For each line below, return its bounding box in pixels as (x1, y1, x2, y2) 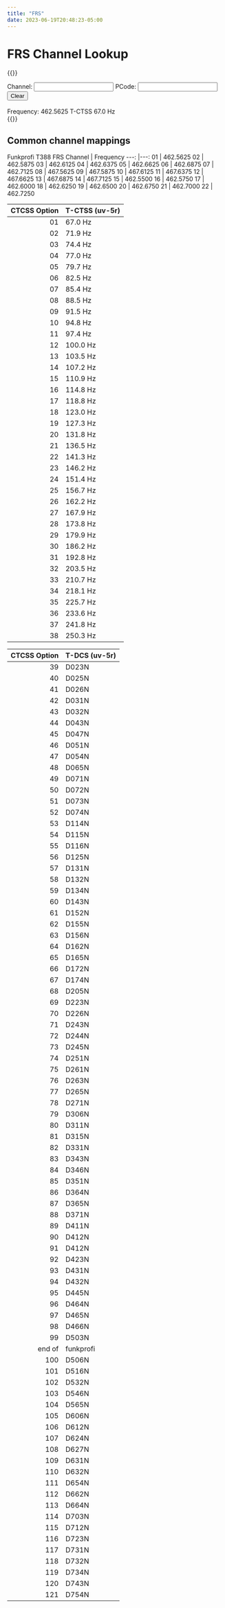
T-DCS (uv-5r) (65, 651, 117, 660)
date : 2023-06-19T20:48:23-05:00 (7, 17, 103, 23)
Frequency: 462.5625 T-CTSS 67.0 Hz (7, 107, 116, 116)
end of (37, 1344, 59, 1354)
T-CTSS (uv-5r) (65, 206, 120, 215)
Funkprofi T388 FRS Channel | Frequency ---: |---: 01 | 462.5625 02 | (7, 153, 204, 162)
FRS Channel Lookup (7, 46, 129, 62)
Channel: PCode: (7, 83, 136, 91)
